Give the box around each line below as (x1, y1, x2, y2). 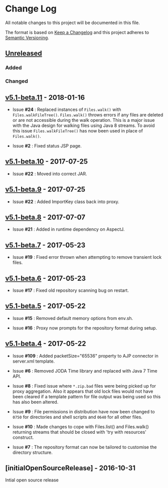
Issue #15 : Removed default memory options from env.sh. (12, 315, 133, 321)
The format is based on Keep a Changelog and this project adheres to (5, 29, 149, 35)
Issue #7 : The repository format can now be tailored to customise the (12, 444, 157, 450)
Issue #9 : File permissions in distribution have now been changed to (12, 408, 155, 414)
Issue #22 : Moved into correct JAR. (12, 171, 87, 177)
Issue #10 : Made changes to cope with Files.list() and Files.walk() (12, 423, 149, 429)
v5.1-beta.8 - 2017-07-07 (5, 213, 85, 221)
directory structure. (12, 449, 53, 455)
